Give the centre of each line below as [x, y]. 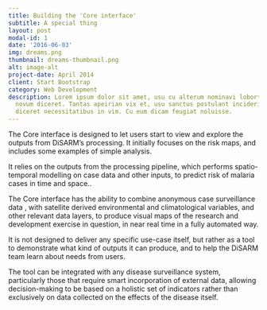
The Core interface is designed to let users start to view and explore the [126, 134]
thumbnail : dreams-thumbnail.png [64, 60]
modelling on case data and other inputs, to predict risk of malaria [147, 175]
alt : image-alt [33, 68]
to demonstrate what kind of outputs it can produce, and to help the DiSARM [133, 248]
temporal [23, 175]
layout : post [30, 30]
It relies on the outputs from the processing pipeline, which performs [121, 167]
